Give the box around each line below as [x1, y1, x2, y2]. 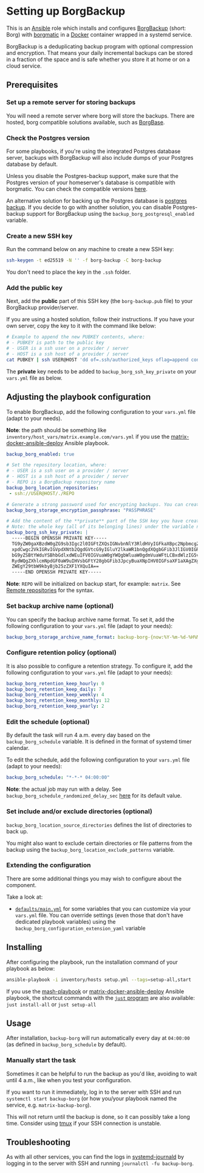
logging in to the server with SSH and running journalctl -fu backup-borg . [6, 1160, 194, 1167]
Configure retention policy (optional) [6, 648, 117, 657]
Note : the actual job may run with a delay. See [6, 785, 121, 793]
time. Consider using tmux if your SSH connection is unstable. [6, 1119, 161, 1127]
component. [6, 881, 36, 888]
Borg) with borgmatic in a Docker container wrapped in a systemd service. [6, 30, 192, 38]
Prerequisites [6, 80, 58, 90]
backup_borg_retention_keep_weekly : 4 [6, 692, 104, 698]
